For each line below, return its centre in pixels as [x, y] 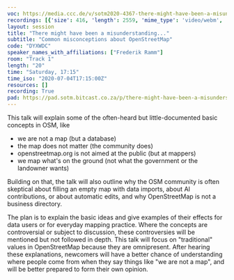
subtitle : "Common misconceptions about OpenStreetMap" [90, 40]
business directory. [35, 204]
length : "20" [26, 65]
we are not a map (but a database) [67, 139]
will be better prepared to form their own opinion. [78, 269]
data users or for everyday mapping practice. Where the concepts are [107, 225]
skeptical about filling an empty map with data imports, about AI [99, 189]
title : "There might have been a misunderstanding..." [88, 33]
